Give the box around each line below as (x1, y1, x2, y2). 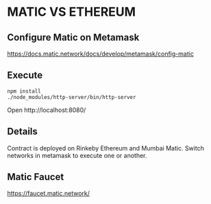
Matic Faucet (7, 171, 64, 183)
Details (7, 126, 38, 137)
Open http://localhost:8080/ (7, 106, 86, 114)
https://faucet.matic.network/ (7, 190, 90, 198)
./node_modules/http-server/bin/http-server (7, 93, 136, 100)
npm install (7, 87, 41, 95)
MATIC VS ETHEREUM (7, 4, 136, 20)
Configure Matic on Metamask (7, 32, 140, 43)
